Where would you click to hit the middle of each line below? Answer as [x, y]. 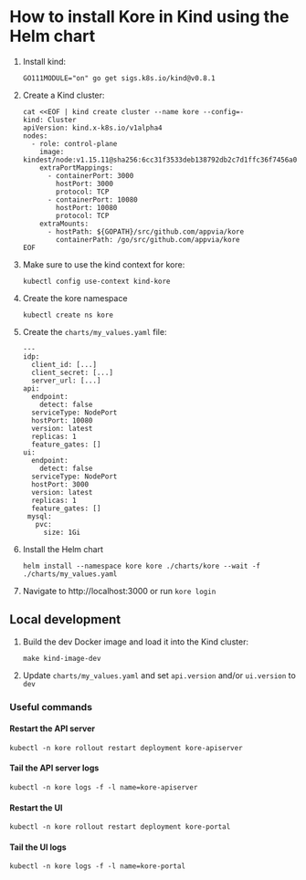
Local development [65, 619]
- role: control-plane [74, 143]
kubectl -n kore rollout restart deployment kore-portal [120, 827]
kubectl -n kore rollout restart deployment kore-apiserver [127, 748]
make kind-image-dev [62, 658]
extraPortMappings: [77, 168]
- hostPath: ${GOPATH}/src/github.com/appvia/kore [146, 231]
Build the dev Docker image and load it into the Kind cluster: [136, 642]
